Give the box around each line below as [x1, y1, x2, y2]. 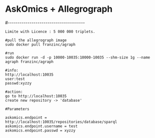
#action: [5, 89, 23, 94]
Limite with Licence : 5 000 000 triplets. [5, 29, 96, 34]
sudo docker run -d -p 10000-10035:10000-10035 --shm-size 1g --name [5, 55, 151, 60]
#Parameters [5, 107, 29, 111]
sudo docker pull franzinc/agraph [5, 42, 76, 47]
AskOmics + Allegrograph [5, 3, 113, 15]
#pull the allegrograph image [5, 38, 67, 43]
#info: [5, 68, 19, 73]
